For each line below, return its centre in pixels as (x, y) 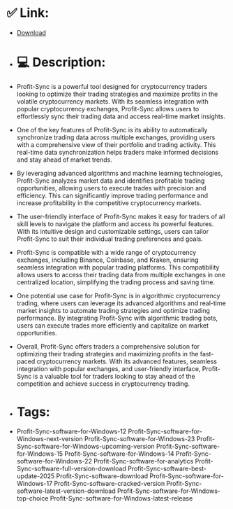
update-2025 (36, 476)
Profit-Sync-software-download (102, 476)
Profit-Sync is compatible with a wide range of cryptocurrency (106, 252)
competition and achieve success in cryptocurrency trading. (103, 384)
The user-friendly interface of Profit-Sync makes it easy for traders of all (121, 216)
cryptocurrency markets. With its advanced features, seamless (127, 361)
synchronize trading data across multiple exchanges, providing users (116, 137)
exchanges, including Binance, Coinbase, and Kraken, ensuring (107, 260)
